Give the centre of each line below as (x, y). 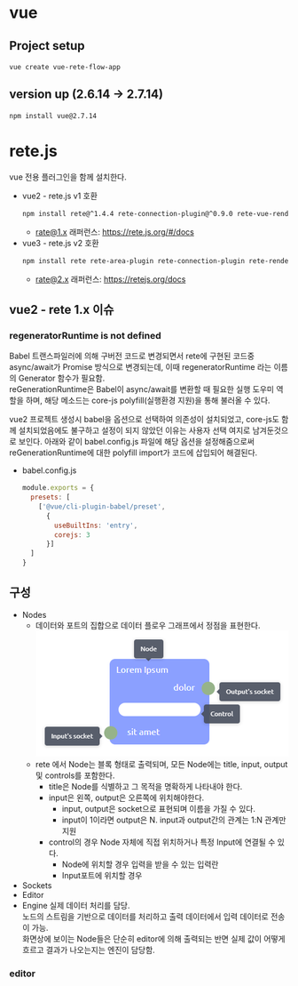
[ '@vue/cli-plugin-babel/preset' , (102, 506)
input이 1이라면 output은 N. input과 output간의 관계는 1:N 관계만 (174, 820)
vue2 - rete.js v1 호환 (59, 196)
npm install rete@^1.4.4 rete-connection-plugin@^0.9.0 (127, 213)
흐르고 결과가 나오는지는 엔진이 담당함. (88, 950)
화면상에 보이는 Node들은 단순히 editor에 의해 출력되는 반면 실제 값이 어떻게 (153, 938)
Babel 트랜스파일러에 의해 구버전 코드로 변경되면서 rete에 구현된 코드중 (132, 356)
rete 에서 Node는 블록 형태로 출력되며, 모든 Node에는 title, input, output (161, 764)
